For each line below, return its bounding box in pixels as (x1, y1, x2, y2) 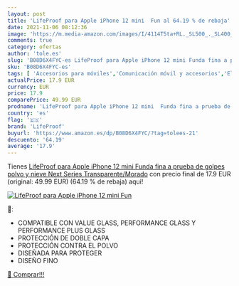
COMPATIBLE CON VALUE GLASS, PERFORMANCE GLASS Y (17, 218, 196, 228)
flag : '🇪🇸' (7, 116, 43, 123)
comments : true (7, 37, 53, 44)
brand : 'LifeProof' (7, 122, 65, 130)
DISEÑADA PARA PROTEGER (17, 249, 102, 258)
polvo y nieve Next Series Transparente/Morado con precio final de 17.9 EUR (7, 170, 231, 179)
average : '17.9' (7, 143, 55, 150)
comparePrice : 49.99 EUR (7, 97, 81, 104)
